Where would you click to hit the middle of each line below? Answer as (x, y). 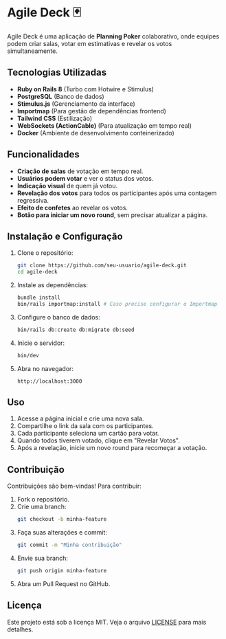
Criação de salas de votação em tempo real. (80, 171)
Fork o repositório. (43, 500)
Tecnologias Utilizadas (57, 72)
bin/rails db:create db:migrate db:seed (76, 330)
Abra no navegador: (45, 368)
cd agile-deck (37, 272)
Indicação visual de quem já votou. (67, 186)
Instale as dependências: (52, 285)
